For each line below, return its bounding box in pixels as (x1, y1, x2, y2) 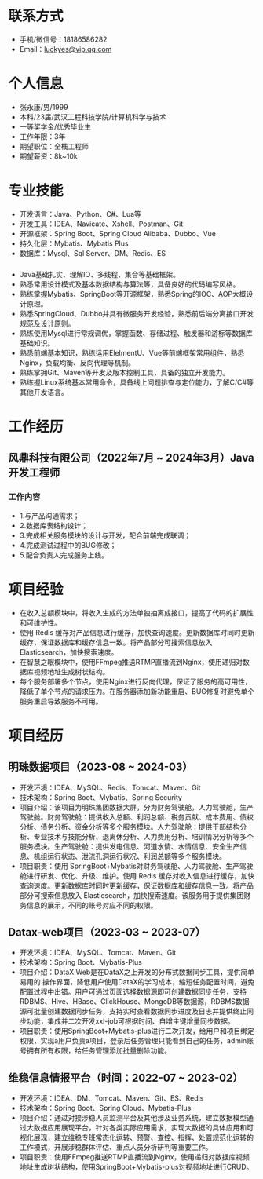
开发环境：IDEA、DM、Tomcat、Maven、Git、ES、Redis (19, 1093, 204, 1103)
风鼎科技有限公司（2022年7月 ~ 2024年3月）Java (8, 451, 254, 465)
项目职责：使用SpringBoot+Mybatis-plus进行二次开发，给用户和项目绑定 (19, 1026, 255, 1036)
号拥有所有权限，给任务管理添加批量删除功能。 (19, 1046, 171, 1056)
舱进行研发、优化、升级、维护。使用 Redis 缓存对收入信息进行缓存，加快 (19, 871, 255, 880)
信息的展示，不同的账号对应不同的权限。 (26, 900, 158, 910)
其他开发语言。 (19, 387, 68, 396)
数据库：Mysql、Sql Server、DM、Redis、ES (19, 248, 166, 257)
